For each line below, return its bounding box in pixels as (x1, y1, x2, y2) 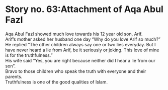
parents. (5, 73, 23, 79)
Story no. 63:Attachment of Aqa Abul (5, 4, 163, 15)
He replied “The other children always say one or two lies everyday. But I (5, 41, 156, 47)
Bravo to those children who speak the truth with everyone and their (5, 68, 146, 74)
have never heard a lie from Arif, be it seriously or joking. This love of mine (5, 47, 159, 53)
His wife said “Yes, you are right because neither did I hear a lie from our (5, 57, 156, 63)
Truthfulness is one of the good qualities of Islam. (5, 79, 108, 85)
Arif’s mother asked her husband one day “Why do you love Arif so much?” (5, 36, 161, 42)
